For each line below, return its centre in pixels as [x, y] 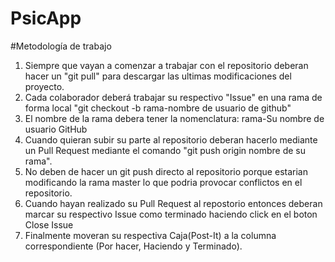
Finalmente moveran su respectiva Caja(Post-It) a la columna [150, 235]
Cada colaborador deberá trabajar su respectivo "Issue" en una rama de [173, 97]
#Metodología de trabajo [61, 46]
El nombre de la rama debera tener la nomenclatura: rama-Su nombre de [174, 118]
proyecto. [44, 86]
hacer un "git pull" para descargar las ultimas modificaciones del [158, 76]
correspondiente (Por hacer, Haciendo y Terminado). [133, 246]
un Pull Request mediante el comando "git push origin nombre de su [165, 150]
